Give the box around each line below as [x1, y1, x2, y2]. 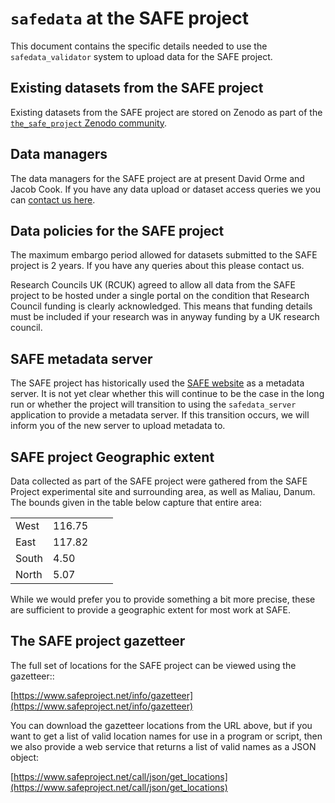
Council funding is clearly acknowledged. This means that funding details [10, 300, 313, 312]
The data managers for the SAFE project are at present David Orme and [10, 172, 305, 184]
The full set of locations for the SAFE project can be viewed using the [10, 659, 297, 671]
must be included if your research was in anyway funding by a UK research [10, 311, 320, 323]
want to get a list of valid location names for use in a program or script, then [10, 730, 323, 742]
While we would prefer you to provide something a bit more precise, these [10, 593, 316, 605]
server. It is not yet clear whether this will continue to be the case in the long [10, 388, 325, 400]
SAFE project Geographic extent [10, 448, 215, 466]
